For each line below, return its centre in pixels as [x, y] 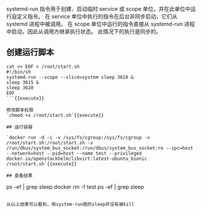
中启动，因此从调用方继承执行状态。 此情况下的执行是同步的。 [84, 31]
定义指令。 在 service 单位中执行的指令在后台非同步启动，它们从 [97, 16]
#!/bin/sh [19, 72]
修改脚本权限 [20, 110]
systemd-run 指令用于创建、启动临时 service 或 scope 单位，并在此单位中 [99, 9]
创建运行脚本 [30, 52]
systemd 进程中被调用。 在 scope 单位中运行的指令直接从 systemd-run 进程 [101, 24]
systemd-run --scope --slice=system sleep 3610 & [70, 77]
